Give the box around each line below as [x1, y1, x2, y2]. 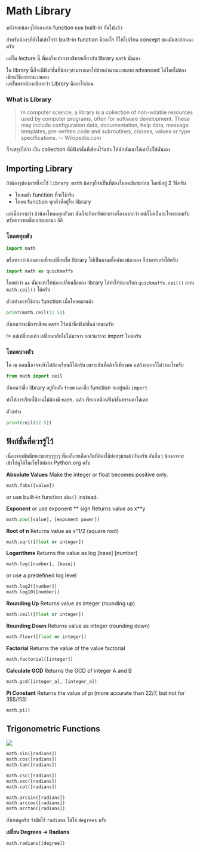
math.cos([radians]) [6, 756, 58, 762]
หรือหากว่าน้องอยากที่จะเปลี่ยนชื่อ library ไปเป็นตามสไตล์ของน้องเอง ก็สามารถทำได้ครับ [6, 256, 178, 263]
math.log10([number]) [6, 589, 60, 595]
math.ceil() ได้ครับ [6, 286, 51, 293]
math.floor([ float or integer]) [6, 633, 87, 640]
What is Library [6, 95, 52, 103]
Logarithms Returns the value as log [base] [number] [6, 550, 138, 557]
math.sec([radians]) [6, 778, 58, 784]
